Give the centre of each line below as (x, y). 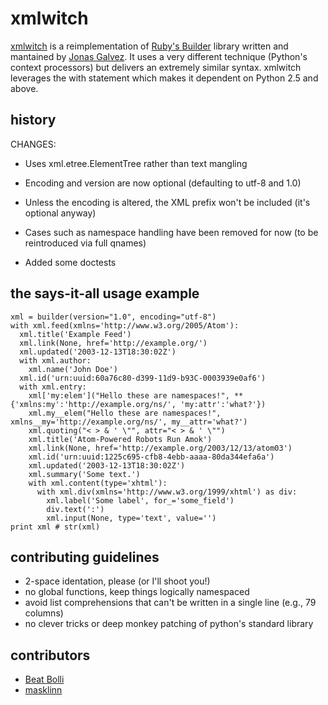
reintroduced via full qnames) (85, 243)
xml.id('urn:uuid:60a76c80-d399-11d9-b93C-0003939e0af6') (143, 378)
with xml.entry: (53, 387)
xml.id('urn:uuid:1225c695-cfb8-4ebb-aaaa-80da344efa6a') (151, 457)
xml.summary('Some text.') (84, 474)
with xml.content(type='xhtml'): (98, 483)
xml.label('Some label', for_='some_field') (140, 500)
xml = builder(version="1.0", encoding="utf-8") (113, 317)
